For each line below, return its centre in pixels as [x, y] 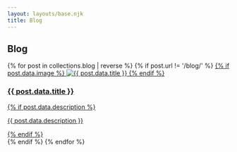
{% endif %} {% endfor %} [46, 141]
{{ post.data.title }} [41, 91]
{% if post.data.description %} [51, 107]
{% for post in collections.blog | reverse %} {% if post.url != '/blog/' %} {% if [119, 66]
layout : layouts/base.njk [45, 14]
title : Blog [25, 20]
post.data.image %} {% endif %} [86, 73]
